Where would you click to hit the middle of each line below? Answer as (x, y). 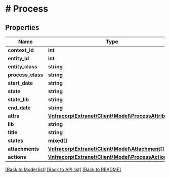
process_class (26, 75)
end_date (19, 108)
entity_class (23, 67)
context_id (21, 50)
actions (17, 157)
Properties (22, 28)
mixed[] (57, 141)
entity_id (18, 58)
